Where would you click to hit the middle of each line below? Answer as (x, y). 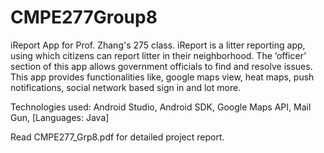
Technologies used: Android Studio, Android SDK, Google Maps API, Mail (161, 107)
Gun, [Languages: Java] (60, 117)
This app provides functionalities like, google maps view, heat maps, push (162, 77)
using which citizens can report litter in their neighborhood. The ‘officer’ (158, 55)
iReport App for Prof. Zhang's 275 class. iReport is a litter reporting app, (158, 45)
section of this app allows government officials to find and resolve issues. (161, 66)
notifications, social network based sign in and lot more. (126, 87)
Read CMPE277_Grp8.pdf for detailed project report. (117, 137)
